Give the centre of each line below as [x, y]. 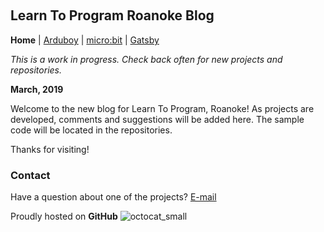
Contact [30, 175]
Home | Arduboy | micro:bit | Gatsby [85, 40]
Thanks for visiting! [50, 149]
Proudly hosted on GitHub [64, 216]
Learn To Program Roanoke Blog [112, 15]
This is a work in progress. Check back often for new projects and [146, 59]
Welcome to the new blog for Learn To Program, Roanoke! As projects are [162, 108]
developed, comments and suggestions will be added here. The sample [157, 119]
